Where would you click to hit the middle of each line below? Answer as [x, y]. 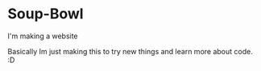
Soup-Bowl [46, 14]
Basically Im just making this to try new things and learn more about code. [130, 51]
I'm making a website [43, 36]
